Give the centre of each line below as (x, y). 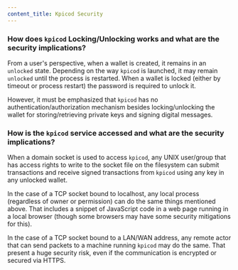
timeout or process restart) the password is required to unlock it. (102, 85)
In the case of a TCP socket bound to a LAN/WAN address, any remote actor (119, 238)
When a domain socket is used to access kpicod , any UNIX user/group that (117, 158)
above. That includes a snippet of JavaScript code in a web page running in (118, 209)
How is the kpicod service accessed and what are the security (116, 133)
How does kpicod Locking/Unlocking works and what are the (114, 38)
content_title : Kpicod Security (55, 14)
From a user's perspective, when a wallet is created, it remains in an (107, 63)
